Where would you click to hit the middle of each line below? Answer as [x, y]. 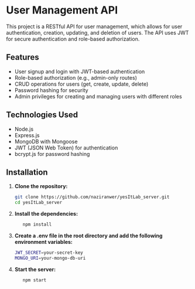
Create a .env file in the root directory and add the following [88, 236]
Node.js [24, 129]
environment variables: [44, 242]
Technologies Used [42, 115]
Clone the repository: [41, 186]
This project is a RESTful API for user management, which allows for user [94, 26]
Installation [27, 172]
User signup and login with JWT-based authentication [80, 72]
